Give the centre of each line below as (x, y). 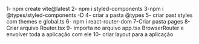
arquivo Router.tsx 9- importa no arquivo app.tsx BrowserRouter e (102, 28)
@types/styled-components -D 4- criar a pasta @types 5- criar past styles (99, 15)
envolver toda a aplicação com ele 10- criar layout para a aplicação (90, 34)
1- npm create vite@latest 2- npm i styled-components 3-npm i (85, 9)
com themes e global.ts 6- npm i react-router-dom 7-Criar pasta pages (95, 21)
